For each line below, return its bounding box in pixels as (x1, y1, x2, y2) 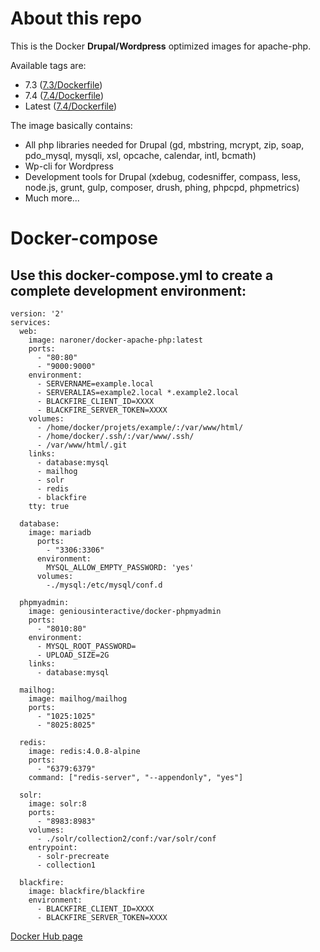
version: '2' (10, 308, 65, 319)
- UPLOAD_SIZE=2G (36, 650, 110, 660)
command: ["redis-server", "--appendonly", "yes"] (28, 772, 244, 782)
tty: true (28, 501, 70, 511)
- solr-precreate (36, 851, 110, 861)
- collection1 (36, 860, 97, 870)
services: (10, 317, 52, 327)
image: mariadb (28, 527, 92, 537)
